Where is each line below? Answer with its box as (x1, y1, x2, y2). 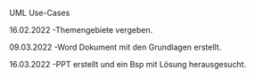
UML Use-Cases (9, 8, 70, 18)
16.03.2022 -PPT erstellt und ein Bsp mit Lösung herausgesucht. (9, 59, 247, 69)
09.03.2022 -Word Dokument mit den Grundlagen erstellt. (9, 42, 222, 52)
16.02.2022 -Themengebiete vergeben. (9, 25, 153, 35)
